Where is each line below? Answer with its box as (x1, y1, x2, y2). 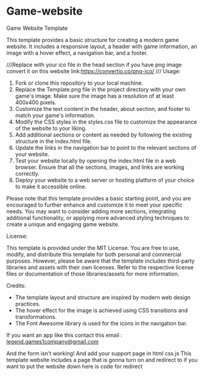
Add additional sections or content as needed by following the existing (15, 131, 192, 138)
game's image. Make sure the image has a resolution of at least (15, 92, 175, 99)
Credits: (6, 282, 26, 289)
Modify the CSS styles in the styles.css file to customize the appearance (15, 118, 197, 126)
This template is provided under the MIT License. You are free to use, (6, 244, 180, 251)
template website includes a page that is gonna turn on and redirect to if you (6, 356, 198, 363)
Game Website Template (6, 24, 68, 32)
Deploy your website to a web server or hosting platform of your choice (15, 176, 195, 183)
